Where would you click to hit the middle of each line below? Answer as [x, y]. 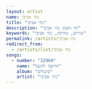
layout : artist [25, 11]
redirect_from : [25, 44]
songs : [14, 55]
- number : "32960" [34, 60]
